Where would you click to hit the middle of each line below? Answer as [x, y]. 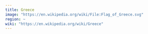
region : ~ [15, 19]
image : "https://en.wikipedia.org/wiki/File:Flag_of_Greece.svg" [74, 14]
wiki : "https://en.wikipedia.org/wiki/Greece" [54, 24]
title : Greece [20, 10]
